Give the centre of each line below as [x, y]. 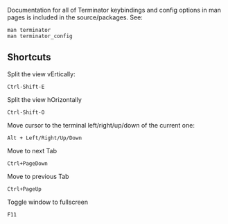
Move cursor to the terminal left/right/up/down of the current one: [101, 125]
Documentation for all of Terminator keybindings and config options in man [114, 10]
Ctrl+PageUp [24, 189]
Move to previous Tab [38, 176]
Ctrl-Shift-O [26, 112]
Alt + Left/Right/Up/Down [44, 138]
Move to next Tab [32, 150]
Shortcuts [29, 57]
